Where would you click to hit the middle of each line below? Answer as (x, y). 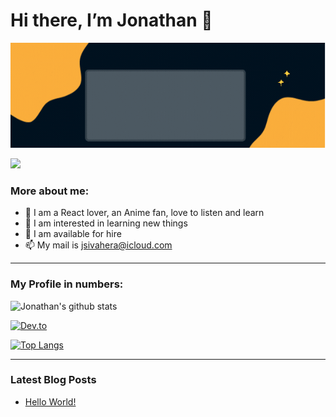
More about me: (50, 191)
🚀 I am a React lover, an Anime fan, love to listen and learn (144, 213)
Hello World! (50, 401)
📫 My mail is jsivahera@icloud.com (98, 245)
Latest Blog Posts (53, 380)
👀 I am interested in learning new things (106, 223)
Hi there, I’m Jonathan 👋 (111, 20)
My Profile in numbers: (67, 284)
